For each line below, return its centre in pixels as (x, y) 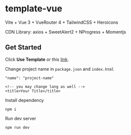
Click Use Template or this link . (37, 59)
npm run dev (17, 127)
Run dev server (21, 118)
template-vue (34, 9)
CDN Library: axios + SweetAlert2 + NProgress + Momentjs (65, 32)
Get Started (23, 47)
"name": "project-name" (30, 78)
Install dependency (24, 100)
